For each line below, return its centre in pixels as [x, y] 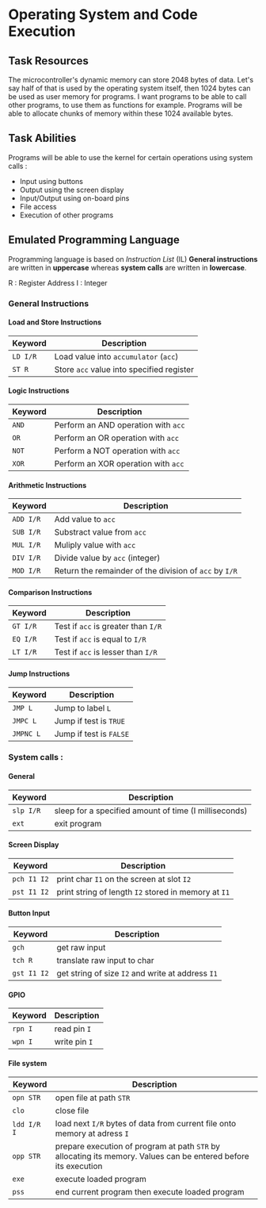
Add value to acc [85, 520]
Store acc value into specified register [124, 369]
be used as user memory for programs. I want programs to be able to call [127, 96]
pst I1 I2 [30, 892]
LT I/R [25, 652]
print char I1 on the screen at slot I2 [124, 879]
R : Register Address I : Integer [58, 282]
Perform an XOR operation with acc [119, 463]
